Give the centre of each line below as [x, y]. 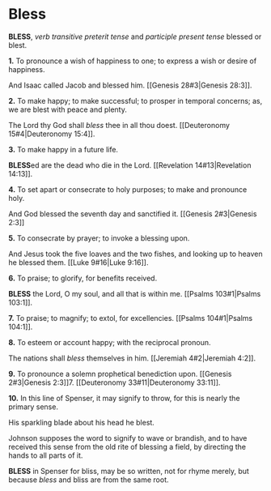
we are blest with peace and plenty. [68, 109]
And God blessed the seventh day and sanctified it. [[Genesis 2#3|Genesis [133, 213]
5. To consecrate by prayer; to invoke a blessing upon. [99, 238]
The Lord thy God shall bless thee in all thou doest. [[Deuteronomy [119, 125]
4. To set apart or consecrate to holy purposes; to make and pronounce [128, 189]
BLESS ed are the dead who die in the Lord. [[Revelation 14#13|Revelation [130, 165]
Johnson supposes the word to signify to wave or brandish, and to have [128, 438]
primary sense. [34, 407]
